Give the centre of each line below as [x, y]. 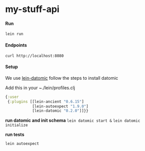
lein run [14, 34]
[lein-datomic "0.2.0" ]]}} [60, 111]
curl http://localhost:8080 [35, 56]
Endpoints [16, 45]
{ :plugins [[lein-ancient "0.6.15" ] [46, 101]
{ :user [12, 97]
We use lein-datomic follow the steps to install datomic [62, 78]
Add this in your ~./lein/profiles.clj [40, 88]
